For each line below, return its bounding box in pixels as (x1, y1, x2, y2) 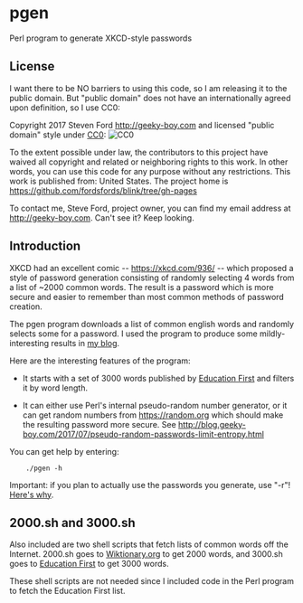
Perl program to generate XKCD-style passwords (9, 33, 193, 43)
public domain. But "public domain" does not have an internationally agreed (9, 92, 291, 103)
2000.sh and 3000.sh (9, 514, 136, 531)
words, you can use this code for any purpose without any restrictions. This (9, 165, 291, 176)
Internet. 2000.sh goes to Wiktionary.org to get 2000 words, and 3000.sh (9, 549, 283, 560)
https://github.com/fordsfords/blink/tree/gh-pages (9, 184, 197, 196)
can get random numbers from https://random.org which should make (22, 410, 284, 420)
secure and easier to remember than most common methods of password (9, 291, 285, 302)
